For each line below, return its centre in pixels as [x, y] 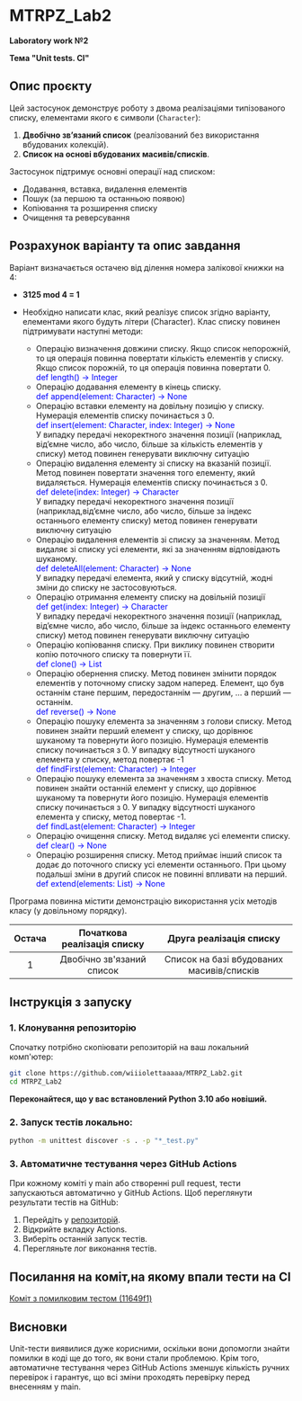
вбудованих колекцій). [66, 144]
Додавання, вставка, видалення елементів [105, 189]
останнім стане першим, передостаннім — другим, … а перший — [163, 692]
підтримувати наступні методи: [83, 331]
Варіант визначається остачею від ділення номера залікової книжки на [147, 267]
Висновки [38, 1327]
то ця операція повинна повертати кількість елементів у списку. [160, 358]
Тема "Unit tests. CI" [49, 58]
